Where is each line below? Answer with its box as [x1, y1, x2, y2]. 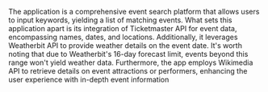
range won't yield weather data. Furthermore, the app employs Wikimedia [8, 58, 253, 67]
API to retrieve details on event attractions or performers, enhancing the [8, 66, 248, 75]
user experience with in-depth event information [8, 75, 170, 84]
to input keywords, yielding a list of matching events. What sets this [8, 15, 232, 25]
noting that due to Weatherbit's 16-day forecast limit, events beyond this [8, 50, 249, 58]
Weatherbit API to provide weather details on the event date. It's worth [8, 41, 242, 50]
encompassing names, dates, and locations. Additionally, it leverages [8, 32, 238, 42]
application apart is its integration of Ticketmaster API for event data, [8, 24, 237, 33]
